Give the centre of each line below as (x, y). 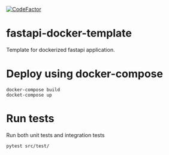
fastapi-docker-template (69, 33)
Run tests (30, 119)
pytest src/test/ (28, 146)
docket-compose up (29, 95)
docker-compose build (33, 89)
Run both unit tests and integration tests (55, 135)
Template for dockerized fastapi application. (61, 49)
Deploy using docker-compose (85, 74)
